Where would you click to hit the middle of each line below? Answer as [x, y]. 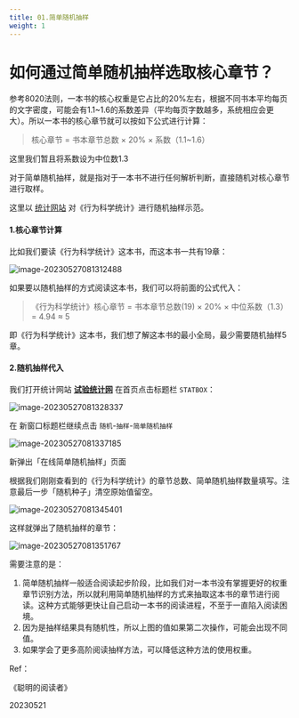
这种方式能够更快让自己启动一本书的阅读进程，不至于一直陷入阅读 [159, 605]
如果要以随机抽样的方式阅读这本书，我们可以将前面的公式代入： [126, 287]
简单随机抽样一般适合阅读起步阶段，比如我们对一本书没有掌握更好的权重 [154, 583]
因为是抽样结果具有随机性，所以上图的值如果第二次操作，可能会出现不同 [154, 627]
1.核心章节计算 [36, 230]
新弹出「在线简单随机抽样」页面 [68, 461]
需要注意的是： [36, 564]
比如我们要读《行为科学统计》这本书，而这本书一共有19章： [119, 251]
